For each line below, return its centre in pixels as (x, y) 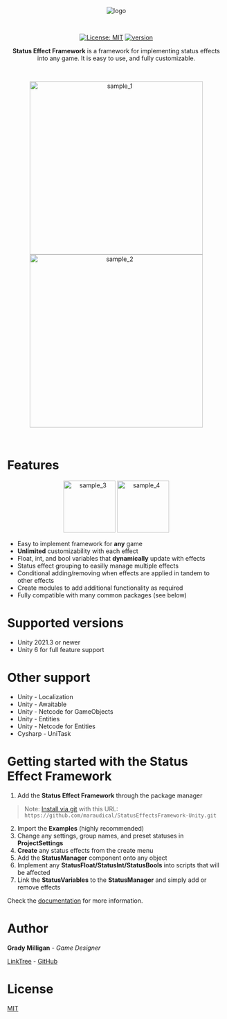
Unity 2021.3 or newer (49, 642)
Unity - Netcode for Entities (56, 726)
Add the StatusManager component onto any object (92, 858)
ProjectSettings (40, 843)
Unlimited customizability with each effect (78, 551)
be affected (34, 872)
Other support (49, 678)
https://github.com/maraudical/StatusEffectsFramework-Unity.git (120, 815)
